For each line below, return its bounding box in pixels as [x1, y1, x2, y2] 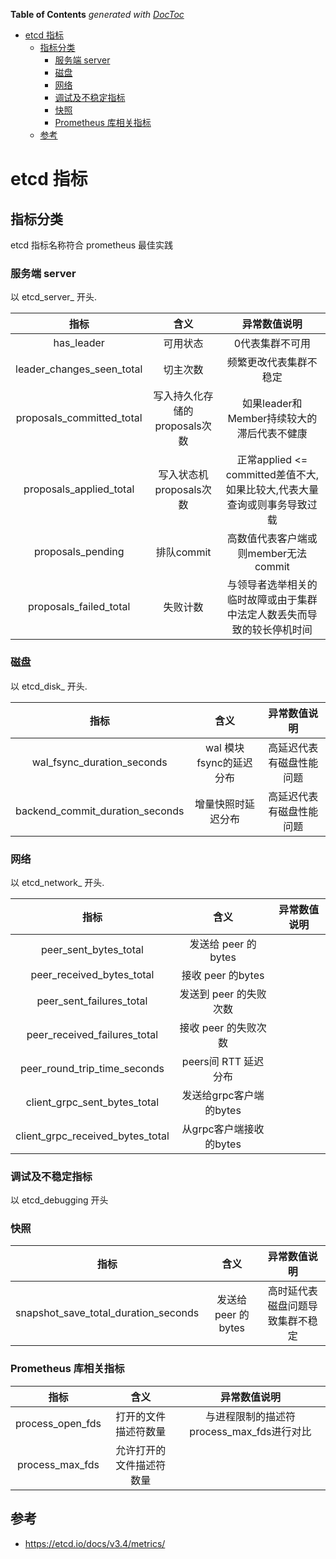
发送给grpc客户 [181, 1088, 255, 1102]
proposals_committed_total [15, 411, 143, 425]
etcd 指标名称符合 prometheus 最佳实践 [10, 239, 174, 251]
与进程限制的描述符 [204, 1409, 296, 1423]
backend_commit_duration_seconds [15, 804, 185, 818]
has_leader [53, 336, 105, 350]
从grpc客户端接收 [181, 1122, 265, 1136]
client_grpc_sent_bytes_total [25, 1095, 160, 1109]
